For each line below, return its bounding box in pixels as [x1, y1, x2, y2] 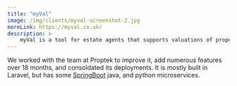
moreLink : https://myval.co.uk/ [7, 23, 102, 30]
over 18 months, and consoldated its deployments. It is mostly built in [7, 63, 208, 72]
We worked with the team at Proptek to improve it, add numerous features [7, 56, 222, 64]
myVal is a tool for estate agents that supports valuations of [20, 37, 213, 44]
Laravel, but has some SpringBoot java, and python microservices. [7, 71, 200, 80]
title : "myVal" [7, 10, 52, 18]
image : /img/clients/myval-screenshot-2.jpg [7, 17, 140, 24]
